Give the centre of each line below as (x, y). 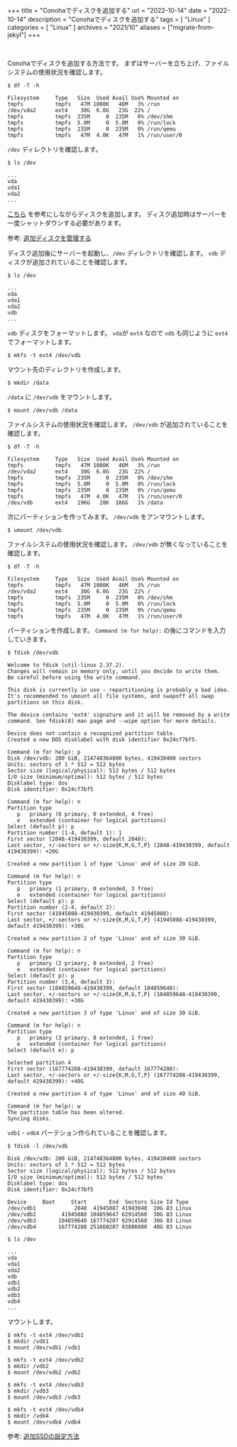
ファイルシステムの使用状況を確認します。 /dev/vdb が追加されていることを (118, 424)
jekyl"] (17, 35)
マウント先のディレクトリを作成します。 (66, 369)
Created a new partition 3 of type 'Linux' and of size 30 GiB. (104, 1013)
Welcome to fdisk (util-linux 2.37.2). (66, 665)
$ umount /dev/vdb (34, 530)
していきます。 (29, 639)
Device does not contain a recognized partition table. (92, 733)
